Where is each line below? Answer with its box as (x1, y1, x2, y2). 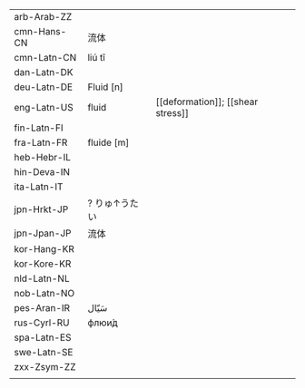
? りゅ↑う (87, 197, 130, 209)
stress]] (155, 107, 189, 119)
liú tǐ (87, 52, 106, 63)
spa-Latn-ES (14, 331, 72, 344)
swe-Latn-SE (14, 346, 74, 358)
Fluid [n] (87, 81, 124, 93)
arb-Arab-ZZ (14, 11, 73, 23)
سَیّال (87, 302, 108, 314)
